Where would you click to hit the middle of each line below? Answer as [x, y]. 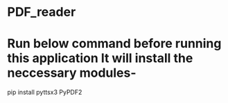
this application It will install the [100, 58]
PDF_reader [42, 12]
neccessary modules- [72, 73]
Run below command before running [114, 44]
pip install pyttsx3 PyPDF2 [45, 92]
